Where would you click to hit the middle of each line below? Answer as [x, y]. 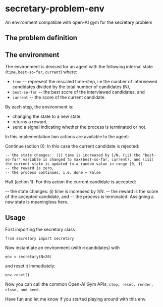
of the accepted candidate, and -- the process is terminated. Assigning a [80, 197]
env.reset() [17, 275]
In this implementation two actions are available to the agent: [67, 137]
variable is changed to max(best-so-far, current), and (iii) [88, 160]
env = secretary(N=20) [28, 256]
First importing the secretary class [40, 229]
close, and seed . [23, 289]
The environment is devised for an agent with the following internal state [79, 67]
